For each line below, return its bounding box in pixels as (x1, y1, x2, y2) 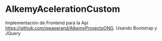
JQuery (5, 30, 21, 36)
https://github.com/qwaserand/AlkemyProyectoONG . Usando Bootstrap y (5, 25, 157, 31)
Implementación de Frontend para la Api (5, 20, 89, 26)
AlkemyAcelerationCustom (5, 3, 120, 15)
